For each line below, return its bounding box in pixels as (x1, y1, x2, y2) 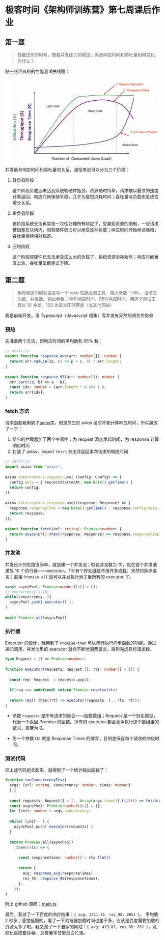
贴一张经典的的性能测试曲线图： (5, 68, 70, 74)
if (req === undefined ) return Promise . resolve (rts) (9, 687, 118, 693)
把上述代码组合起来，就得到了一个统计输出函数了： (5, 767, 109, 773)
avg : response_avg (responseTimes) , (23, 871, 96, 876)
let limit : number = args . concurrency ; (9, 809, 91, 814)
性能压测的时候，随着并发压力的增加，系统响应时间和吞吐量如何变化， (17, 52, 160, 57)
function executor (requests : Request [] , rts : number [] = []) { (5, 667, 139, 672)
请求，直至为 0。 (12, 725, 47, 731)
